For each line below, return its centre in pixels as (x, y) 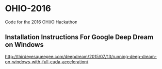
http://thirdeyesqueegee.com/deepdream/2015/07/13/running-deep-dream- (81, 56)
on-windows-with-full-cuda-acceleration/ (47, 62)
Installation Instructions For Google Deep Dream (79, 37)
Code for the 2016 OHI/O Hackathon (41, 22)
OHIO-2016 (28, 9)
